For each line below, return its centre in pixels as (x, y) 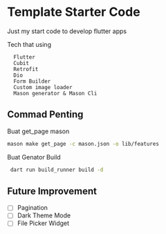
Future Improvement (52, 191)
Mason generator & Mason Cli (55, 93)
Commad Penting (45, 115)
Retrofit (26, 69)
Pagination (33, 208)
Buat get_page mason (38, 131)
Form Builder (32, 81)
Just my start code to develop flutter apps (67, 31)
